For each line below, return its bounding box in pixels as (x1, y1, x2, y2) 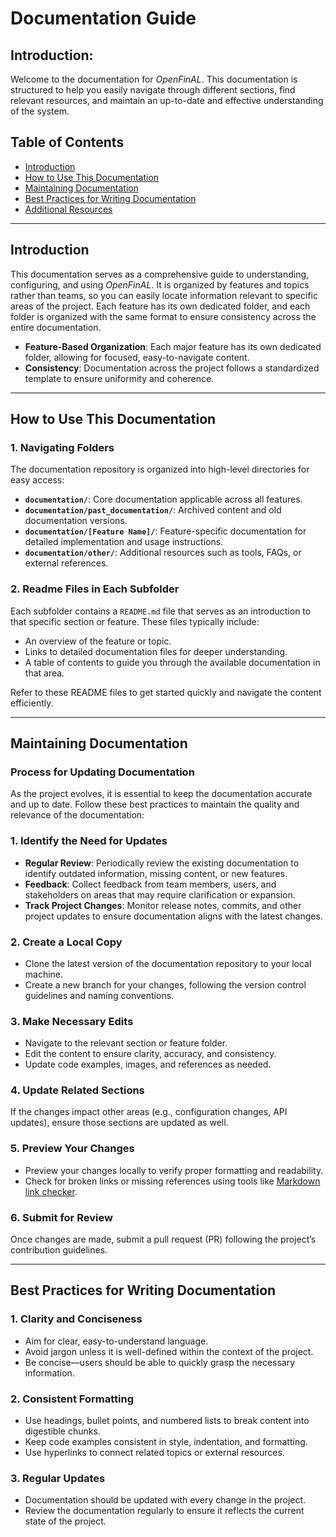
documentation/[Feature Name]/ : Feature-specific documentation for (24, 525, 307, 537)
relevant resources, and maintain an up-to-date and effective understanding (10, 95, 324, 106)
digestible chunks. (24, 1425, 101, 1437)
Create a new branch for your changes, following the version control (24, 978, 307, 991)
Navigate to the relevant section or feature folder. (24, 1037, 228, 1049)
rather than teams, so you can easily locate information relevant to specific (10, 289, 318, 301)
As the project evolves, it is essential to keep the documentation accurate (10, 788, 313, 800)
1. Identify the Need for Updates (10, 834, 168, 848)
